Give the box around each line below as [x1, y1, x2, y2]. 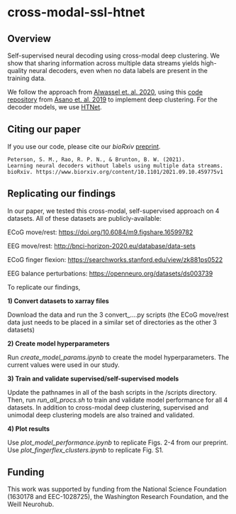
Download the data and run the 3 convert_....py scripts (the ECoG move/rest [7, 310, 229, 319]
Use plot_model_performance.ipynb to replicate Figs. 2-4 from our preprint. [7, 438, 228, 447]
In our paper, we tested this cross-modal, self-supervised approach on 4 [7, 207, 220, 215]
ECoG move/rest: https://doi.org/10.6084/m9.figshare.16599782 [7, 228, 193, 236]
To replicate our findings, [7, 283, 81, 291]
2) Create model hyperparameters [7, 339, 110, 348]
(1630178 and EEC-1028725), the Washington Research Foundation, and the [7, 493, 229, 501]
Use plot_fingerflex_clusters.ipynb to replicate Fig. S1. [7, 445, 164, 454]
